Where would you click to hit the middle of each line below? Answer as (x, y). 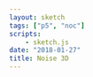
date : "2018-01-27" (45, 50)
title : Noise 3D (39, 58)
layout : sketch (37, 17)
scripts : (25, 34)
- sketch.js (47, 42)
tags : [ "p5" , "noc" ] (47, 26)
